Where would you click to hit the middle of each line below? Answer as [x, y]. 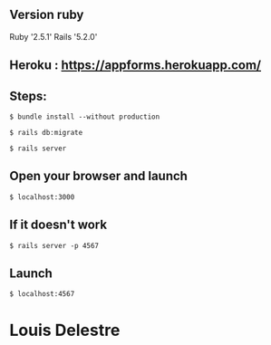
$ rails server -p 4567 [54, 245]
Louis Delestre [65, 330]
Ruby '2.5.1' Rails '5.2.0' [53, 36]
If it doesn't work [58, 225]
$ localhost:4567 [42, 294]
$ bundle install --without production [85, 117]
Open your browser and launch [99, 176]
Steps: [28, 96]
